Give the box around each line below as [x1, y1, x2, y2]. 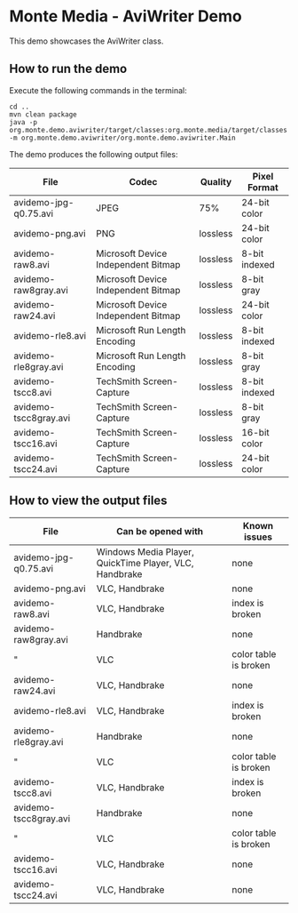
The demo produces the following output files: [9, 148, 178, 159]
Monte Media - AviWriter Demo [9, 6, 242, 27]
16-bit [240, 426, 271, 438]
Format [247, 180, 279, 193]
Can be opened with [116, 525, 204, 537]
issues [243, 531, 273, 543]
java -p [9, 117, 38, 126]
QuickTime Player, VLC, [96, 557, 194, 569]
